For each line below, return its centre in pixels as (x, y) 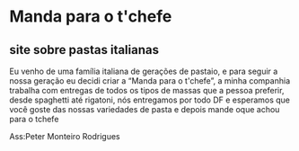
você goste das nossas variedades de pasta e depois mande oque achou (145, 109)
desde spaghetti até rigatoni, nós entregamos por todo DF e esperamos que (149, 100)
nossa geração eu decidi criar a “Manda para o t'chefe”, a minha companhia (149, 81)
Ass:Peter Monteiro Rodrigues (65, 136)
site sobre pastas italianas (84, 50)
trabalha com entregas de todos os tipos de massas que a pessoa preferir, (147, 90)
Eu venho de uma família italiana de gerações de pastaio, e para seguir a (144, 71)
